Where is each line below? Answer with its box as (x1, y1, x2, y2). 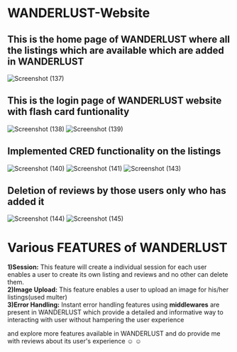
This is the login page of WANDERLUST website (7, 94, 222, 107)
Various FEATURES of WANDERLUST (7, 239, 228, 255)
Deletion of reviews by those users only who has (7, 185, 226, 197)
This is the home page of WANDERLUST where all (7, 33, 231, 45)
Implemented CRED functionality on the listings (7, 145, 221, 158)
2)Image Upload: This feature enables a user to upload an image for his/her (7, 285, 229, 294)
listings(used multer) (7, 293, 67, 302)
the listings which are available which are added (7, 44, 225, 56)
